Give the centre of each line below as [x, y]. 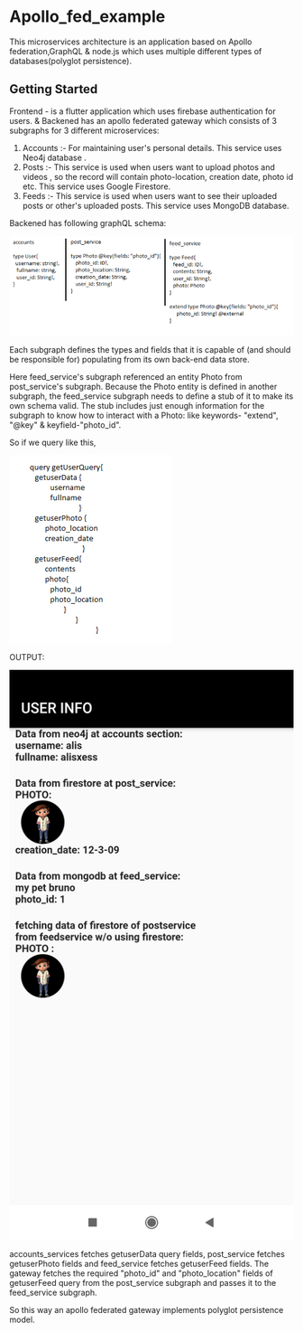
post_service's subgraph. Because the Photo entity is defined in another [143, 387]
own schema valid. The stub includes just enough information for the [137, 406]
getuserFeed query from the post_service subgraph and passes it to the [143, 1283]
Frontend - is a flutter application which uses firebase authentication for [143, 111]
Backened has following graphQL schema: [88, 222]
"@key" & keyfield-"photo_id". [65, 425]
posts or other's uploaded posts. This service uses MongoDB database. [156, 205]
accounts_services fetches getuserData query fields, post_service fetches [147, 1254]
